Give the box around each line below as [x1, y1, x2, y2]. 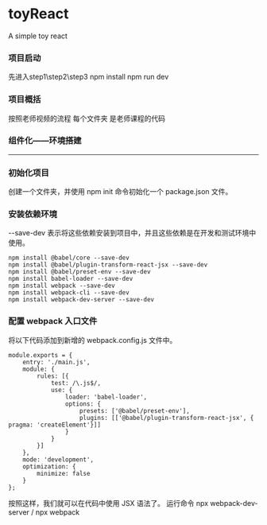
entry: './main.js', [22, 358, 91, 366]
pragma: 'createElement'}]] [8, 421, 102, 429]
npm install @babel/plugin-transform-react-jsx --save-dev [8, 261, 208, 269]
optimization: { [22, 462, 77, 470]
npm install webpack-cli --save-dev [8, 289, 130, 297]
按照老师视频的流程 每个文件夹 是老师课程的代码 [8, 113, 165, 123]
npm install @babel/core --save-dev [8, 254, 130, 262]
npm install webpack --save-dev [8, 282, 115, 290]
